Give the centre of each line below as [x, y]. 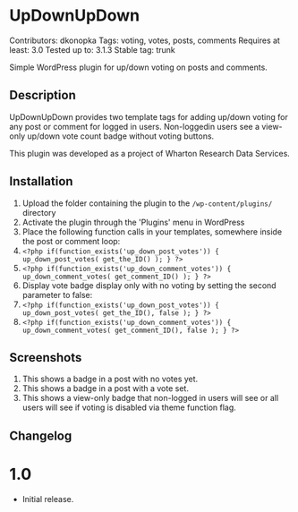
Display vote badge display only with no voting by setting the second [149, 285]
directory [39, 212]
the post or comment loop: [71, 241]
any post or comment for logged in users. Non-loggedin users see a [135, 126]
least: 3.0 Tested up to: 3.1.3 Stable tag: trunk [93, 49]
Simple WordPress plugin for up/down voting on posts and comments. [139, 67]
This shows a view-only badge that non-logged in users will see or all [150, 398]
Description [43, 95]
